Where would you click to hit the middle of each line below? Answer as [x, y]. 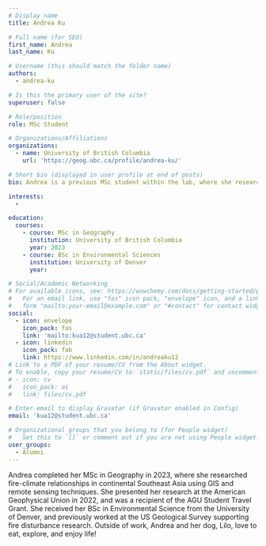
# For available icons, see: [56, 291]
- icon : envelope [44, 320]
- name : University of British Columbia [83, 154]
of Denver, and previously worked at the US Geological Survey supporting [129, 517]
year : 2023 [47, 247]
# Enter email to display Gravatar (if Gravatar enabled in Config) [123, 408]
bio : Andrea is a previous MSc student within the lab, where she [120, 182]
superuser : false [37, 102]
